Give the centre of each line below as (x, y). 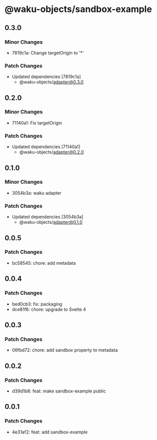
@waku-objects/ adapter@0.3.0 (51, 82)
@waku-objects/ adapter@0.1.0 (51, 222)
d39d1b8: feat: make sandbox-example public (59, 391)
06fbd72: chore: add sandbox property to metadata (65, 350)
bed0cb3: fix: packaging (37, 304)
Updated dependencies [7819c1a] (46, 77)
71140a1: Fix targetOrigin (37, 123)
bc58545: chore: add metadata (44, 263)
